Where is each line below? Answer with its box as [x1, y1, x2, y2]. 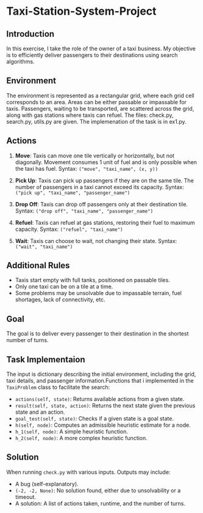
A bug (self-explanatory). [15, 480, 79, 487]
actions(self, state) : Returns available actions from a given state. [15, 395, 185, 403]
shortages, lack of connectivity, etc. [15, 296, 105, 304]
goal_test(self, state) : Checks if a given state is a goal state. [15, 415, 174, 422]
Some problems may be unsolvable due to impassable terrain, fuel [15, 290, 182, 297]
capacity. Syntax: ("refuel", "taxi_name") [15, 225, 123, 233]
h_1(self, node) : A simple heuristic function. [15, 428, 129, 435]
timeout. [15, 493, 37, 500]
